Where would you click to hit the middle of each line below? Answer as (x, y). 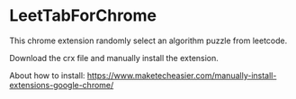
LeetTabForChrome (83, 16)
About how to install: (47, 75)
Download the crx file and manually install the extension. (114, 58)
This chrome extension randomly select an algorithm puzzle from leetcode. (148, 40)
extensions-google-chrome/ (62, 85)
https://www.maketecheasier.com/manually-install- (182, 75)
